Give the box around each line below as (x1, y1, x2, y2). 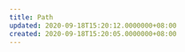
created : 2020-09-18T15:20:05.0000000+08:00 (9, 29, 177, 38)
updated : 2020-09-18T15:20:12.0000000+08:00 (9, 21, 177, 30)
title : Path (9, 12, 53, 22)
